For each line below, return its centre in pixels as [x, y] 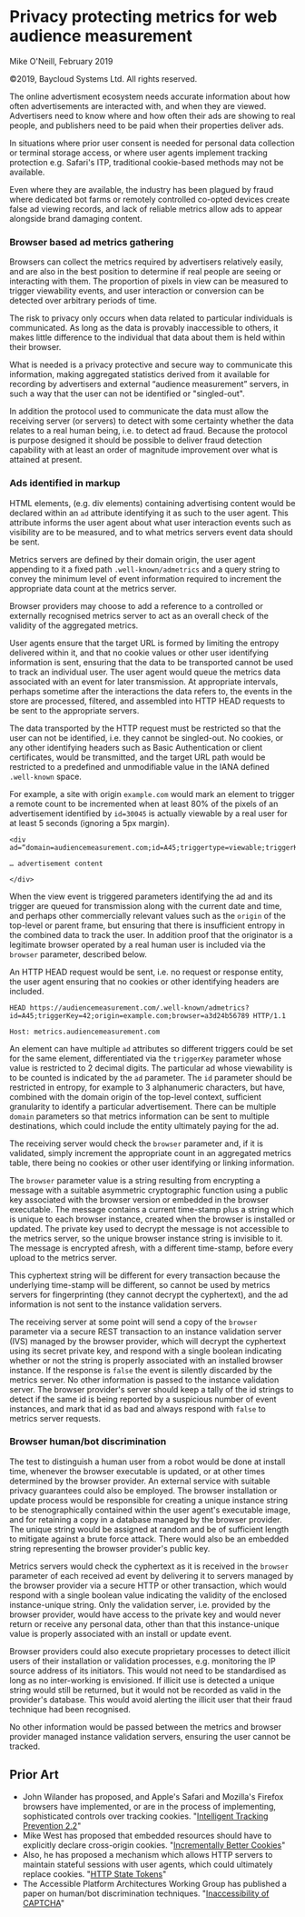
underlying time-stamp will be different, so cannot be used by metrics [140, 1284]
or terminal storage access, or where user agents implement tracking [138, 153]
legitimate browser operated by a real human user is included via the [138, 944]
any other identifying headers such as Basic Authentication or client [136, 747]
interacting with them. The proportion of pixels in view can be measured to [149, 281]
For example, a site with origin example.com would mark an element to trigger [152, 794]
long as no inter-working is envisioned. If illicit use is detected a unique [142, 1680]
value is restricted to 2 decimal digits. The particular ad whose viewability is [151, 1068]
